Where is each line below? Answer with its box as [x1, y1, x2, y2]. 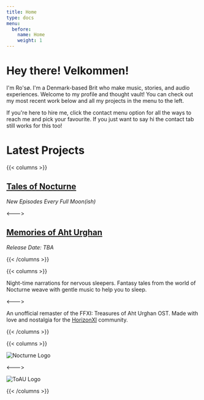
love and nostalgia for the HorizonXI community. [6, 316, 128, 323]
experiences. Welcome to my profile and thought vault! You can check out [6, 90, 194, 98]
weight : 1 [17, 37, 43, 43]
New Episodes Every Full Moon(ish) [6, 197, 96, 205]
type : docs [6, 15, 34, 21]
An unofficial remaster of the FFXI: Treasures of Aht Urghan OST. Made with [6, 309, 198, 317]
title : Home [6, 9, 37, 15]
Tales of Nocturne [6, 181, 77, 192]
